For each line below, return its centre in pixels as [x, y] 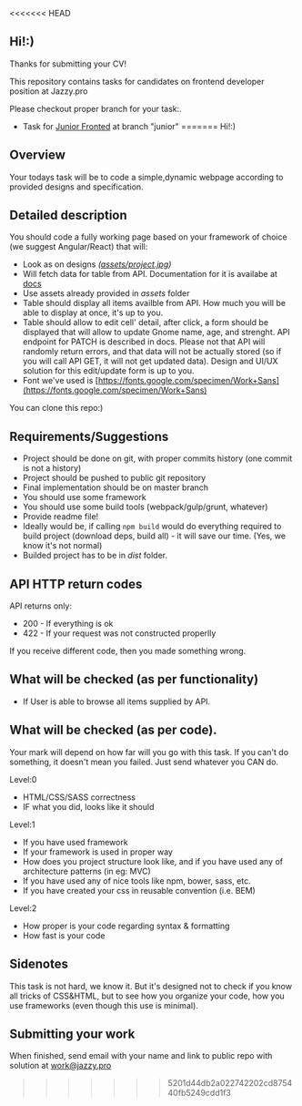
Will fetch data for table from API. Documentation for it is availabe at [150, 274]
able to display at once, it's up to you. [93, 312]
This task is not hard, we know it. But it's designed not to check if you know [151, 986]
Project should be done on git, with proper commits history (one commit [157, 458]
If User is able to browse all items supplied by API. [116, 701]
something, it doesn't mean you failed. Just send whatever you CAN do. [144, 762]
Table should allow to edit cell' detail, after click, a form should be [146, 323]
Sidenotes [39, 964]
